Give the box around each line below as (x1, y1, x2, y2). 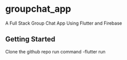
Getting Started (5, 35, 56, 44)
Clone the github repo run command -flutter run (5, 48, 106, 54)
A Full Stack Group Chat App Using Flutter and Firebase (5, 20, 122, 26)
